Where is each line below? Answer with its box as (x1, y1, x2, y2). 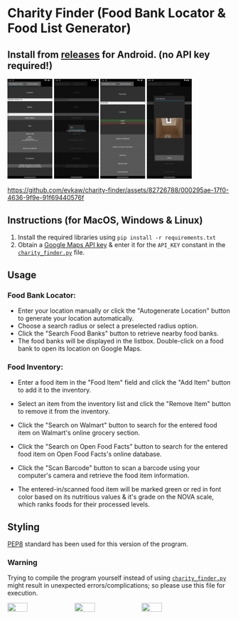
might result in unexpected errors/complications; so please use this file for (7, 581, 225, 590)
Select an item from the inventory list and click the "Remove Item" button (17, 400, 231, 408)
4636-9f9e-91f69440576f (7, 194, 85, 202)
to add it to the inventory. (17, 386, 92, 395)
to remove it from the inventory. (17, 407, 110, 416)
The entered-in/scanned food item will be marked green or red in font (17, 485, 222, 494)
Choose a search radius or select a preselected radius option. (17, 321, 199, 330)
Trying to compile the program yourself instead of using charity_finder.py (7, 573, 227, 582)
